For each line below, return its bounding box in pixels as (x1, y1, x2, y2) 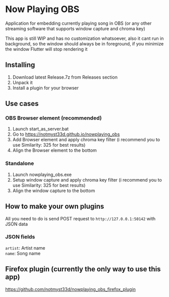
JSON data (5, 221, 28, 227)
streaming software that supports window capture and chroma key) (5, 25, 145, 31)
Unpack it (12, 79, 33, 85)
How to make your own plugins (5, 202, 104, 211)
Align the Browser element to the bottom (12, 147, 97, 153)
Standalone (5, 160, 34, 167)
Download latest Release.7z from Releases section (12, 74, 118, 80)
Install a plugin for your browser (12, 85, 79, 91)
